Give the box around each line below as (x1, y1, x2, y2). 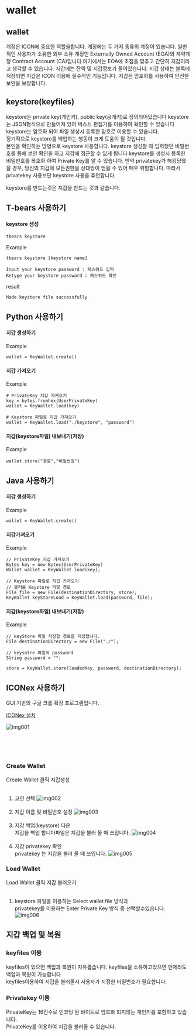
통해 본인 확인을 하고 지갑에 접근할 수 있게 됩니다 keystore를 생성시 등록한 (16, 150, 186, 157)
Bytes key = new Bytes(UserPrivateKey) (6, 562, 104, 568)
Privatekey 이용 (6, 994, 50, 1002)
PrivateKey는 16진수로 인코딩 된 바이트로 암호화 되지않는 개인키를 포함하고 (6, 1008, 177, 1016)
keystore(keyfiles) (6, 97, 75, 107)
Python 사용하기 (6, 311, 63, 322)
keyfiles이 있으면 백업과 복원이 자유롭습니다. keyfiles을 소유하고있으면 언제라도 (6, 963, 187, 970)
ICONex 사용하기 (6, 682, 66, 692)
